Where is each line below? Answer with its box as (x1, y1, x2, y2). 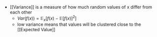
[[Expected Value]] (17, 27, 56, 33)
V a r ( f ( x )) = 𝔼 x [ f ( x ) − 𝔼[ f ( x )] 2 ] (17, 15, 77, 22)
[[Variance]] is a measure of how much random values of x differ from (9, 4, 152, 10)
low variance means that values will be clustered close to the (17, 21, 141, 27)
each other (9, 9, 32, 15)
